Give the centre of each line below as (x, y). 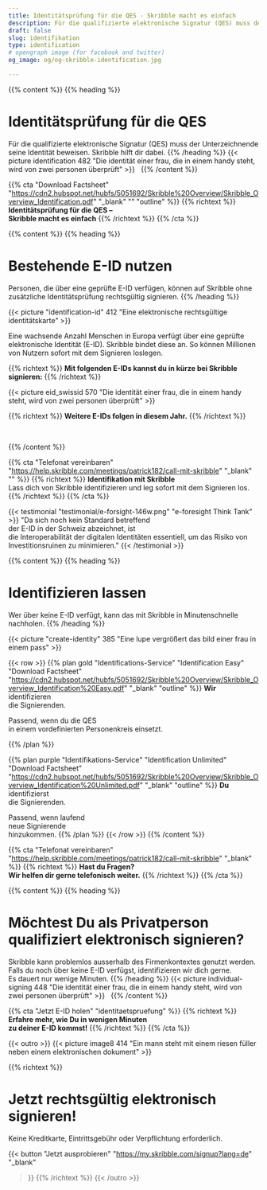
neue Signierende (37, 825)
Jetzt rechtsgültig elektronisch (112, 1099)
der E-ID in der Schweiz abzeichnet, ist (72, 528)
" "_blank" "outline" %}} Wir (170, 688)
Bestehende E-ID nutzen (90, 266)
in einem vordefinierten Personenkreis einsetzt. (85, 728)
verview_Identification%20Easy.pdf (66, 688)
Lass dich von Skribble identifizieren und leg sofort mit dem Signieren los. (129, 487)
